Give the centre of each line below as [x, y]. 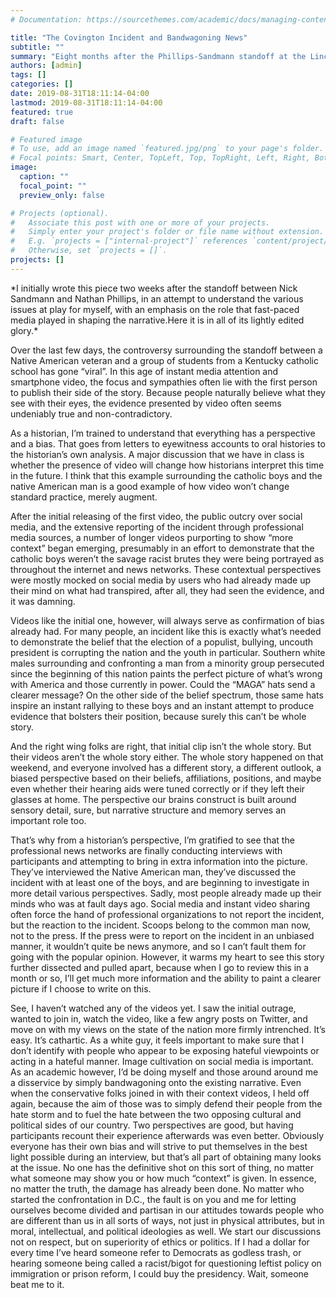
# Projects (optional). [60, 213]
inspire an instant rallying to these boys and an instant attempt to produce [162, 705]
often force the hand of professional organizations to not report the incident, [167, 914]
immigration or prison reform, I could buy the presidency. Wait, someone [159, 1273]
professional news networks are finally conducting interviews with [146, 850]
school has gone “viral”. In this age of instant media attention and [144, 371]
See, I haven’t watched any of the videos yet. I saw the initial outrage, [153, 1008]
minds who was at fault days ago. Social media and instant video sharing [160, 903]
